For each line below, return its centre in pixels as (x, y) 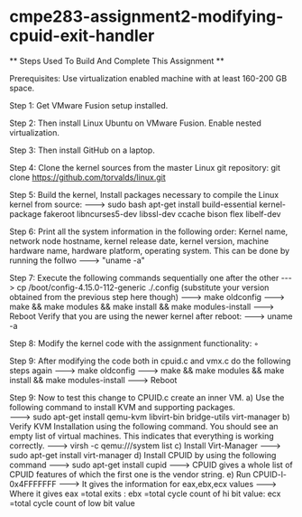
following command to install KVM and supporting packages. (123, 407)
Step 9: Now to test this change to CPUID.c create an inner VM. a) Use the (147, 397)
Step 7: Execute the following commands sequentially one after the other (144, 277)
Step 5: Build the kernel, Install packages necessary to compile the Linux (144, 194)
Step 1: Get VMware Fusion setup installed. (89, 105)
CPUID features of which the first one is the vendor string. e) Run (130, 474)
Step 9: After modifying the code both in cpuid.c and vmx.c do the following (150, 361)
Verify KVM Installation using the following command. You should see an (144, 426)
